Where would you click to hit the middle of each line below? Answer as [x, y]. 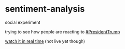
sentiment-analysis [45, 9]
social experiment [23, 22]
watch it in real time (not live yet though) [45, 41]
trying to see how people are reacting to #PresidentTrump [62, 32]
